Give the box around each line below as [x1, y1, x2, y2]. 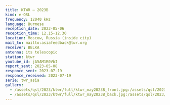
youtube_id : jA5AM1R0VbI [5, 59, 58, 64]
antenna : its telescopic [5, 49, 58, 55]
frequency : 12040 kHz [5, 17, 51, 22]
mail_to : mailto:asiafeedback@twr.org [5, 40, 87, 45]
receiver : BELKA [5, 45, 39, 50]
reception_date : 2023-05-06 [5, 26, 65, 31]
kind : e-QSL [5, 12, 30, 17]
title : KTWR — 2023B [5, 7, 49, 13]
